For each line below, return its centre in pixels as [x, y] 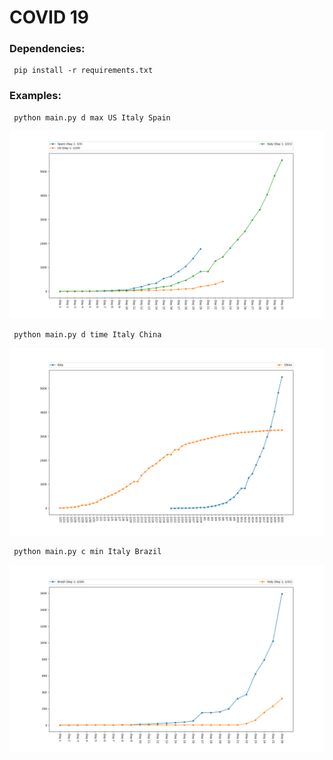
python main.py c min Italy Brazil [87, 552]
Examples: [35, 96]
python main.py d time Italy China [87, 335]
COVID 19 [49, 17]
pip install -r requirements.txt [83, 71]
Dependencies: [47, 49]
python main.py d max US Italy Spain [92, 117]
